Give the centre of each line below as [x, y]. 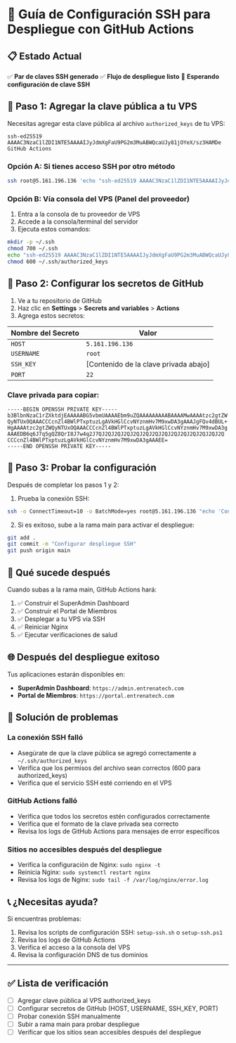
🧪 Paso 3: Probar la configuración [82, 468]
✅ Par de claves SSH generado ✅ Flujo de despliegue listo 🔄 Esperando [113, 76]
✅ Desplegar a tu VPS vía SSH [61, 619]
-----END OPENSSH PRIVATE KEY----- [59, 446]
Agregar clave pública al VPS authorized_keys [84, 1000]
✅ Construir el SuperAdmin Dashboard [73, 603]
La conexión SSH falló [45, 738]
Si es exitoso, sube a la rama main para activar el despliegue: [106, 525]
